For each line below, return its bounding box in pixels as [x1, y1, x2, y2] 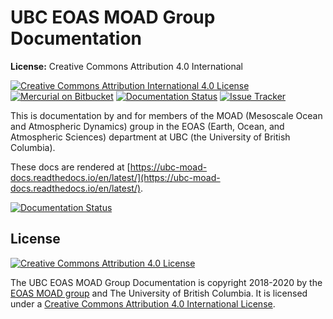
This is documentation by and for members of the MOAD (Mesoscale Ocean [10, 109, 323, 121]
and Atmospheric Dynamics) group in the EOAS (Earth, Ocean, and [10, 120, 285, 132]
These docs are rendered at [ [10, 161, 131, 173]
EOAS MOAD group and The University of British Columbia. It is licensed [10, 287, 308, 299]
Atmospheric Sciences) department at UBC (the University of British [10, 131, 291, 143]
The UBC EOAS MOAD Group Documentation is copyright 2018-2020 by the [10, 276, 323, 288]
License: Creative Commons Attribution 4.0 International [10, 60, 243, 72]
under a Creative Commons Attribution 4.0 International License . [10, 297, 276, 310]
